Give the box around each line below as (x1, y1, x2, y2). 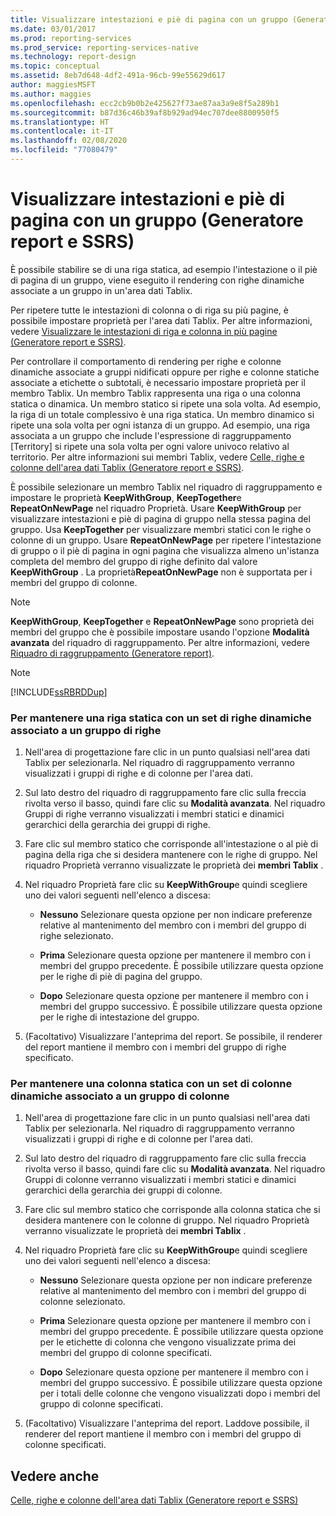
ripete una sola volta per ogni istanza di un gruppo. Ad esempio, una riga (10, 419, 311, 431)
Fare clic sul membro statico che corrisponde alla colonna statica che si (24, 1204, 321, 1216)
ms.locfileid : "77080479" (10, 145, 118, 155)
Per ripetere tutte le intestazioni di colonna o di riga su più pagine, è (10, 304, 289, 316)
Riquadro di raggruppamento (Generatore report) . (10, 647, 215, 659)
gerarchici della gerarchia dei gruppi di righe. (24, 819, 211, 831)
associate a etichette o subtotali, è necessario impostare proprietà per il (10, 376, 306, 388)
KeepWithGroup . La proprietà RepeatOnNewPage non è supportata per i (10, 566, 313, 578)
